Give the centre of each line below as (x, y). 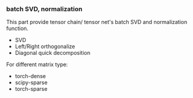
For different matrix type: (37, 64)
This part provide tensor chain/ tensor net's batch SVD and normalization (97, 22)
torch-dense (30, 76)
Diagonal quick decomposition (53, 53)
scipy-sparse (31, 82)
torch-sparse (31, 89)
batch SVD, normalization (44, 9)
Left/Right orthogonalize (45, 46)
